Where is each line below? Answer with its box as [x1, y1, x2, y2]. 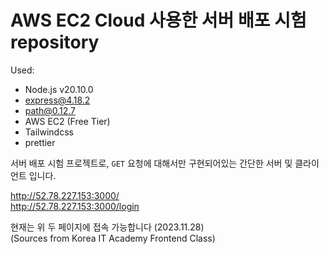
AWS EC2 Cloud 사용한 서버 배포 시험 [10, 9, 307, 32]
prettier [24, 136, 56, 148]
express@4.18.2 [24, 94, 91, 106]
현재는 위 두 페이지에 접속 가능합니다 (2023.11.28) [10, 221, 205, 233]
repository [10, 31, 100, 54]
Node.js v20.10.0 [24, 83, 94, 95]
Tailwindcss [24, 126, 74, 138]
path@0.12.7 [24, 104, 77, 116]
